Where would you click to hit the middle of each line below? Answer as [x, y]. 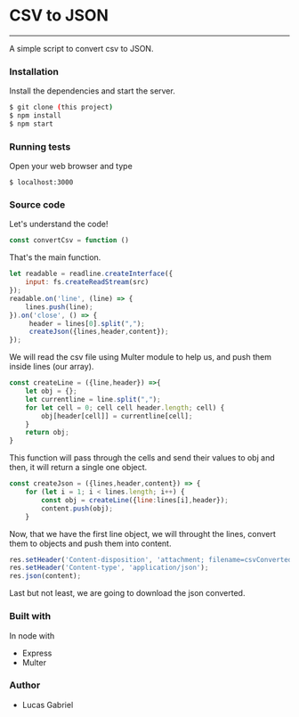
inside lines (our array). [52, 367]
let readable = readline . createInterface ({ [91, 274]
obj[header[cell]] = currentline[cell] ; [117, 416]
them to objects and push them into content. [90, 543]
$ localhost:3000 [41, 183]
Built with [30, 616]
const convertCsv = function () [69, 240]
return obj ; [47, 433]
